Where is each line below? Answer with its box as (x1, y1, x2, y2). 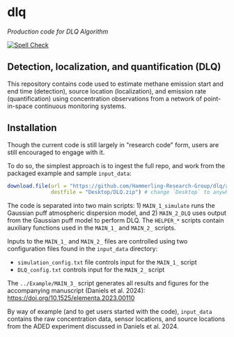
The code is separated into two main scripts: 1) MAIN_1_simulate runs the (7, 202, 215, 210)
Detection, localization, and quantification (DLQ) (7, 61, 221, 73)
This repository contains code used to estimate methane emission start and (7, 80, 224, 88)
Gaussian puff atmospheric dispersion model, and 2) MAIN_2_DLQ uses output (7, 209, 226, 217)
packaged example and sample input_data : (7, 169, 132, 177)
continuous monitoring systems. (34, 102, 127, 110)
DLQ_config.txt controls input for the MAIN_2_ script (17, 266, 165, 274)
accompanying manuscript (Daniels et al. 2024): (7, 287, 146, 295)
